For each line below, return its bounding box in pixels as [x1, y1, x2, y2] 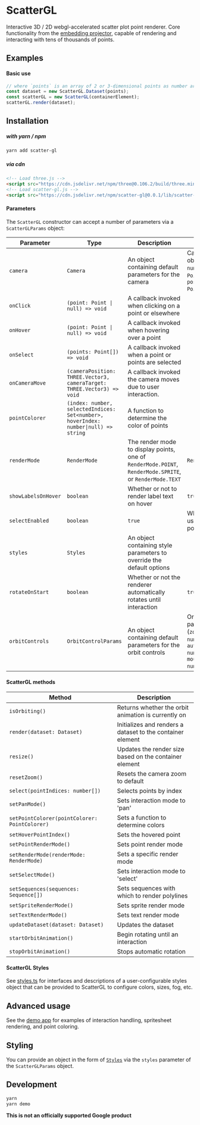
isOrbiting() [9, 708, 46, 715]
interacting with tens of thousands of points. [6, 36, 115, 43]
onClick [9, 302, 31, 309]
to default [117, 777, 144, 786]
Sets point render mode [117, 840, 183, 849]
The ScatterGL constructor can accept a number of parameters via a [6, 218, 174, 225]
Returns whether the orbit [117, 704, 189, 712]
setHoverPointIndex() [9, 832, 70, 838]
